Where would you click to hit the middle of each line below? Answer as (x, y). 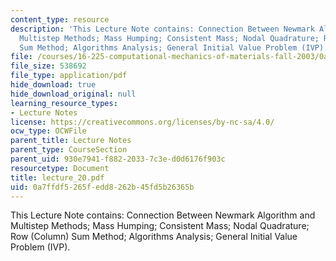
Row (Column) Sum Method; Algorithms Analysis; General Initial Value (154, 237)
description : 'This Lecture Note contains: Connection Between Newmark (162, 29)
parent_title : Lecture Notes (71, 141)
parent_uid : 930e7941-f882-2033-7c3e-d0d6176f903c (118, 159)
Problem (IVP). (40, 247)
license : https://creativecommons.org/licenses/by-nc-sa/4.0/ (142, 122)
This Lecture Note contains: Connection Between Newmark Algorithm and (163, 215)
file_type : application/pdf (69, 76)
